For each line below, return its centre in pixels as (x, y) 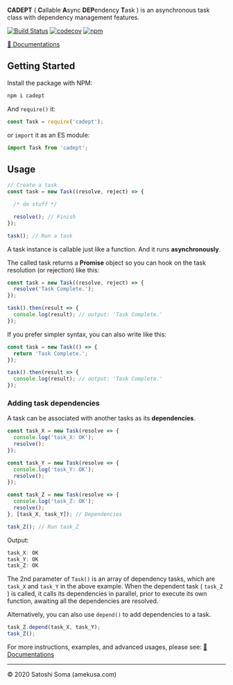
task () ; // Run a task (40, 236)
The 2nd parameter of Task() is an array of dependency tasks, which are (111, 579)
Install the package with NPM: (50, 83)
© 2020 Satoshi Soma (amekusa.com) (62, 675)
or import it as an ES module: (49, 135)
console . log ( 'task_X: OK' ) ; (54, 438)
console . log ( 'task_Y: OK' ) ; (54, 469)
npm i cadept (26, 96)
